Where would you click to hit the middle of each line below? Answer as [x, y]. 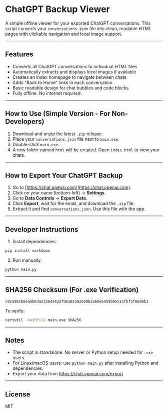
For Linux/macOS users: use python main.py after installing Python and [85, 363]
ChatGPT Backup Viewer [57, 9]
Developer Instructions [42, 229]
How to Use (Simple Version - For [58, 114]
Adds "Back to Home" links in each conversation [62, 82]
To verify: [15, 311]
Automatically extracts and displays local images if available [74, 72]
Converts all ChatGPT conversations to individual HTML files [75, 66]
